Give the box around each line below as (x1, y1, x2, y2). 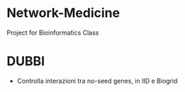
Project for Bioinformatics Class (6, 28, 99, 37)
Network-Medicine (6, 5, 120, 21)
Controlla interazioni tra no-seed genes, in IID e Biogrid (16, 76, 178, 85)
